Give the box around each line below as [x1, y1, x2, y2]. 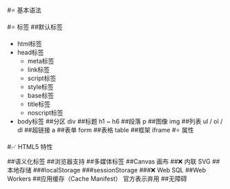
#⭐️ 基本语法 [7, 6, 41, 14]
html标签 [17, 40, 43, 48]
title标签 [27, 100, 50, 108]
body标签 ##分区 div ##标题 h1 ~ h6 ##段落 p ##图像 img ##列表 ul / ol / [17, 117, 223, 126]
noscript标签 [27, 109, 64, 117]
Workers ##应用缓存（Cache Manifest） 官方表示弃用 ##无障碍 [7, 175, 187, 183]
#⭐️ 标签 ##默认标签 [7, 23, 64, 31]
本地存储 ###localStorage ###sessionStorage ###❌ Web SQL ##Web [7, 166, 207, 174]
